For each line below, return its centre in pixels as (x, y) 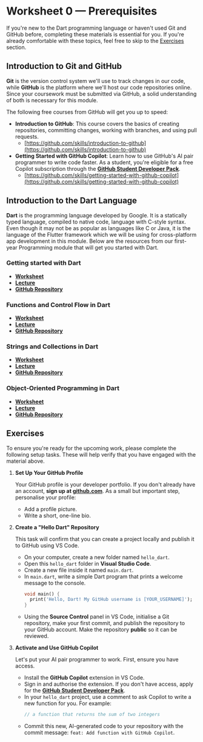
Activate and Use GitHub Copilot (57, 648)
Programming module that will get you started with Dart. (88, 247)
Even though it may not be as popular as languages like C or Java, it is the (98, 228)
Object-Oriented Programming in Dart (63, 388)
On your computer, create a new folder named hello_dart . (97, 557)
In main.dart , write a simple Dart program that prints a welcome (103, 576)
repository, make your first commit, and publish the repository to (105, 623)
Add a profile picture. (51, 509)
